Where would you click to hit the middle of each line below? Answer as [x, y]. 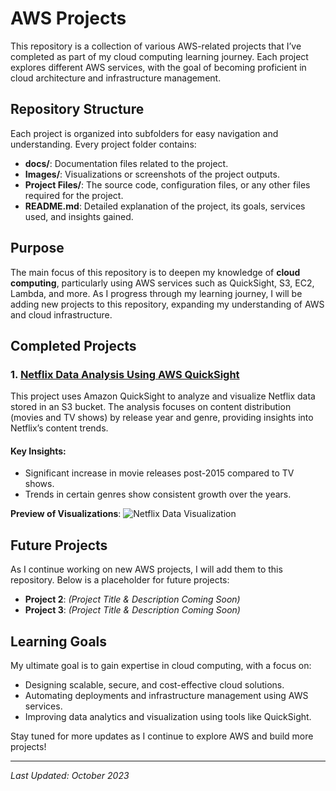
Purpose [37, 248]
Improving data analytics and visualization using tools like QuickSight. [168, 717]
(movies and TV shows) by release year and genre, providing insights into [162, 418]
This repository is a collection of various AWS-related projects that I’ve [156, 46]
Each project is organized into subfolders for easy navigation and [144, 133]
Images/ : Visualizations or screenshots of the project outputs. [152, 174]
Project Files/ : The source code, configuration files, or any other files [167, 184]
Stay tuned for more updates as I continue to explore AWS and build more [162, 736]
